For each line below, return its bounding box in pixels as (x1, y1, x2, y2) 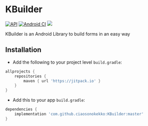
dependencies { (5, 107, 38, 112)
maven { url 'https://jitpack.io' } (23, 78, 101, 83)
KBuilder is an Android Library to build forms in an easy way (5, 30, 130, 37)
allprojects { (5, 69, 35, 74)
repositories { (14, 74, 47, 79)
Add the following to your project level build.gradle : (12, 59, 122, 65)
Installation (5, 46, 42, 54)
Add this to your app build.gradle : (12, 97, 85, 103)
